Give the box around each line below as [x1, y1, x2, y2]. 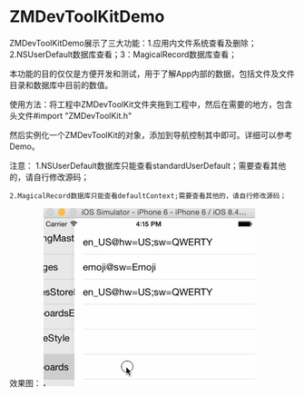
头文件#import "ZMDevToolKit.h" [9, 110, 132, 121]
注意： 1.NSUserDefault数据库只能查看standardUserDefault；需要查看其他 [9, 160, 287, 171]
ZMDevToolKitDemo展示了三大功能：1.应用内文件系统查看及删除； [9, 37, 257, 48]
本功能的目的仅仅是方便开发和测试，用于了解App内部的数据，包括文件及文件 [9, 68, 295, 79]
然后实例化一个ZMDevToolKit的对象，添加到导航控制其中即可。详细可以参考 [9, 129, 293, 140]
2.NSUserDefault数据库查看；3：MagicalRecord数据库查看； [9, 48, 238, 60]
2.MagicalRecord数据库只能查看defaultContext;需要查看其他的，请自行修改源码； [9, 191, 288, 201]
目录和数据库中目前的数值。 [9, 79, 113, 90]
